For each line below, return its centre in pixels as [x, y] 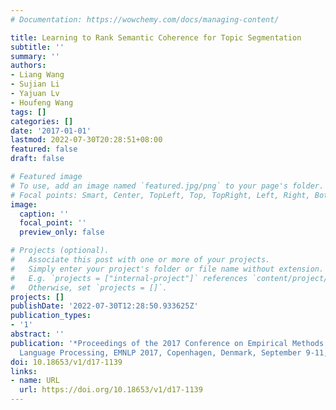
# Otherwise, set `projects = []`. [89, 287]
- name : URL [35, 381]
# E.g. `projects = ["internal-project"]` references [129, 278]
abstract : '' [37, 334]
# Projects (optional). [60, 251]
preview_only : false [62, 232]
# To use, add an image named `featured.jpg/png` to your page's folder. [167, 186]
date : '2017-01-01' [51, 131]
